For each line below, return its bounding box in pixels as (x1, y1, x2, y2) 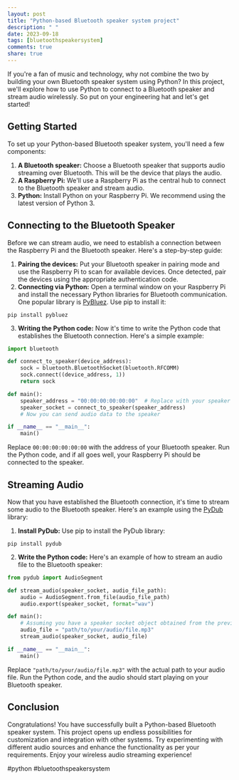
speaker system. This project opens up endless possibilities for (7, 727, 193, 736)
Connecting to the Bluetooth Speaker (7, 219, 176, 232)
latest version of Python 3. (17, 199, 95, 207)
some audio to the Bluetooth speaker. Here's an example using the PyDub (7, 505, 223, 514)
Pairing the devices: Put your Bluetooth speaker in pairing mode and (17, 259, 221, 268)
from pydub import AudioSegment (7, 574, 103, 581)
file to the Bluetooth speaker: (17, 560, 103, 568)
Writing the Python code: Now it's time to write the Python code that (17, 323, 221, 332)
